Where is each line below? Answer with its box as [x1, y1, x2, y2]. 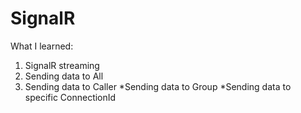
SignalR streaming [24, 59, 100, 71]
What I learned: [10, 40, 74, 52]
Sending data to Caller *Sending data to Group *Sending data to [24, 80, 292, 92]
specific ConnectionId [24, 91, 117, 103]
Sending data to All [24, 70, 104, 82]
